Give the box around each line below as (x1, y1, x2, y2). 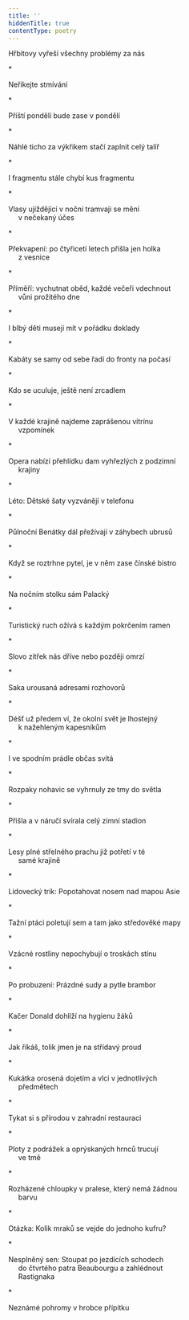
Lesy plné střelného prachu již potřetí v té (8, 847, 146, 856)
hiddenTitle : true (8, 19, 70, 27)
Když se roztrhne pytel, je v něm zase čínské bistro (8, 558, 177, 568)
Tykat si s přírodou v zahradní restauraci (8, 1114, 142, 1123)
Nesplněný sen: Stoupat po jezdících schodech (8, 1255, 164, 1265)
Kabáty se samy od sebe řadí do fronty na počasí (8, 354, 171, 364)
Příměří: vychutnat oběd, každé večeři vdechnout (8, 284, 171, 293)
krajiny (18, 465, 41, 475)
